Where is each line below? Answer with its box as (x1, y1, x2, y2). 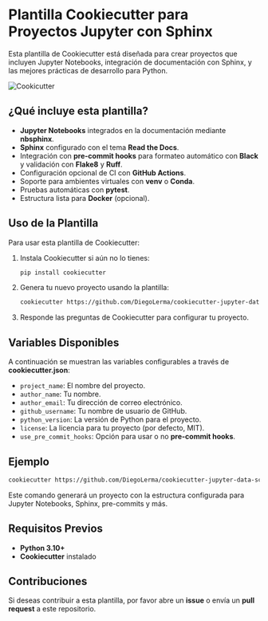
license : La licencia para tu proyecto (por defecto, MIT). (19, 423, 205, 433)
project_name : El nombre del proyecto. (19, 381, 146, 391)
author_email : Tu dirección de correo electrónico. (19, 398, 183, 407)
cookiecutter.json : (8, 365, 70, 375)
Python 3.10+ (19, 543, 65, 552)
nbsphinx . (19, 134, 54, 143)
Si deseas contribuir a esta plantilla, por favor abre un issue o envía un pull (8, 595, 255, 605)
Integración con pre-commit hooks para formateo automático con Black (19, 151, 259, 160)
